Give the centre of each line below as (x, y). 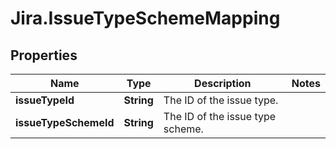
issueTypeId (45, 100)
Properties (44, 55)
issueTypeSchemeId (65, 122)
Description (223, 83)
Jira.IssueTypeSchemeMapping (145, 18)
